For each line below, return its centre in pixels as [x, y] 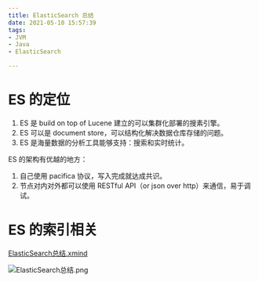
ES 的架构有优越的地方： [48, 159]
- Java [19, 45]
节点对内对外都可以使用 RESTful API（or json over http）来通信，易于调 [135, 186]
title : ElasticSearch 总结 [51, 15]
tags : [17, 30]
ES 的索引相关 [53, 230]
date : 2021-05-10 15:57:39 [52, 23]
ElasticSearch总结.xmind [48, 253]
